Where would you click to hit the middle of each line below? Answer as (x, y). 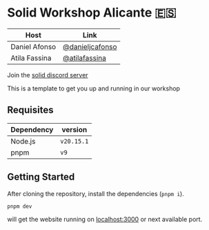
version (74, 129)
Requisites (30, 110)
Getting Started (41, 177)
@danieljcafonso (90, 46)
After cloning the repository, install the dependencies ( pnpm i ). (96, 193)
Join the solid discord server (48, 75)
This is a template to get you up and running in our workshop (94, 88)
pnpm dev (20, 206)
